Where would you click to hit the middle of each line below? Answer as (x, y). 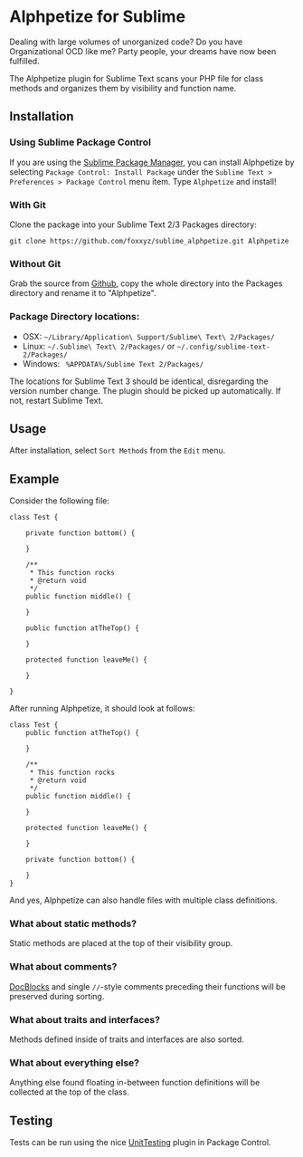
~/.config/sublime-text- (224, 347)
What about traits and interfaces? (85, 1019)
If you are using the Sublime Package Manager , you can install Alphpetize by (152, 162)
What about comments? (63, 967)
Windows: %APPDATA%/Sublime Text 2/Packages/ (113, 363)
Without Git (35, 263)
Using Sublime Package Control (80, 142)
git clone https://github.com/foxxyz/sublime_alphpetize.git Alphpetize (149, 241)
